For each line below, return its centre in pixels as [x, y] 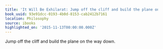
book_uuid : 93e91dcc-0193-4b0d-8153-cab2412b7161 [56, 14]
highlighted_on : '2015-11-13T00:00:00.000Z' [51, 28]
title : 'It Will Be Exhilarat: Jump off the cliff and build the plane [79, 9]
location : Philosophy [27, 18]
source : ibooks [20, 23]
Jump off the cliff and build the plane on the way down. [60, 41]
